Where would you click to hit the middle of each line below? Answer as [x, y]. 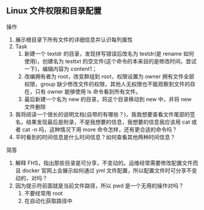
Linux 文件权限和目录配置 [54, 11]
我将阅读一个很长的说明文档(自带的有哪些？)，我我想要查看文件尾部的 [103, 114]
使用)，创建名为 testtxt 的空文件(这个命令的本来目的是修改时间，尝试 [110, 61]
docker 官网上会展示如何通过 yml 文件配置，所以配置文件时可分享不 [107, 170]
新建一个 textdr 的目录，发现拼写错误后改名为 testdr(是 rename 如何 [109, 53]
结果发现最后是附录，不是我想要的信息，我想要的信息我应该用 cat [108, 122]
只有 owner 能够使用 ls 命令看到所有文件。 [88, 91]
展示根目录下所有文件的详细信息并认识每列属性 [74, 39]
